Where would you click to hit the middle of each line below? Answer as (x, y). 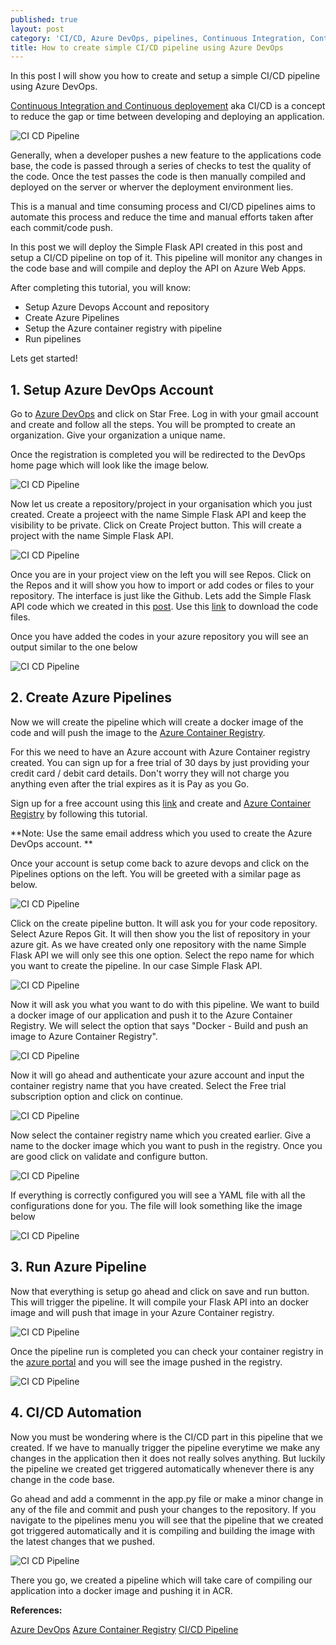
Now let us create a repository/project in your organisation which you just (161, 504)
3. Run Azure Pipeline (78, 1267)
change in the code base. (62, 1479)
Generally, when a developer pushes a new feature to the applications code (166, 155)
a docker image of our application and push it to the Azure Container (151, 1015)
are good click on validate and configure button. (109, 1156)
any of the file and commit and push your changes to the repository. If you (163, 1509)
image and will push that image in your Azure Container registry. (142, 1312)
